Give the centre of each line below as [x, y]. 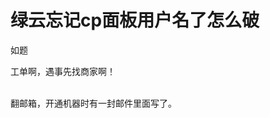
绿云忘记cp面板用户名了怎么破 [135, 20]
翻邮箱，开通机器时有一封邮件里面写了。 [93, 103]
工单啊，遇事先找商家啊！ [63, 71]
